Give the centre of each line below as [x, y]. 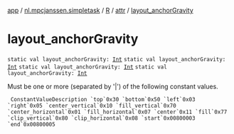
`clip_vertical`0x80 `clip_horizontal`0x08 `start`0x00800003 [101, 118]
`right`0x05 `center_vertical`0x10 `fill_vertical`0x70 [92, 105]
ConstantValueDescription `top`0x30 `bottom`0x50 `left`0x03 [103, 99]
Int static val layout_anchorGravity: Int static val [87, 67]
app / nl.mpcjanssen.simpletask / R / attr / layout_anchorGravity [100, 10]
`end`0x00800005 [31, 124]
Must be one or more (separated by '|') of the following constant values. [113, 86]
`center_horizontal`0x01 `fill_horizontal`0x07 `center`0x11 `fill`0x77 [117, 112]
